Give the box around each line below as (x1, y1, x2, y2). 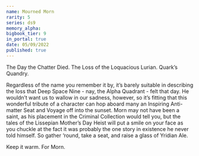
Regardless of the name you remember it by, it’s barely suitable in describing (6, 81, 194, 88)
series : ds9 (6, 20, 36, 26)
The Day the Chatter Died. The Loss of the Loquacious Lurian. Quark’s (6, 63, 178, 71)
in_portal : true (6, 36, 46, 42)
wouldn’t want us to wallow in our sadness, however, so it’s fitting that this (6, 94, 187, 101)
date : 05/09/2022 (6, 42, 49, 48)
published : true (6, 47, 46, 53)
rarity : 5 (6, 14, 31, 20)
